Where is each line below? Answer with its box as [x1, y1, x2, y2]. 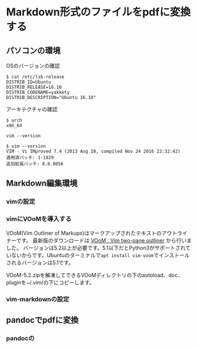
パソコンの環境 [6, 45, 61, 55]
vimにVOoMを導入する [6, 215, 72, 223]
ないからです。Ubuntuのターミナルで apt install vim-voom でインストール [11, 251, 190, 258]
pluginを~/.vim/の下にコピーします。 [6, 278, 95, 286]
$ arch [6, 117, 22, 123]
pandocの [6, 334, 35, 342]
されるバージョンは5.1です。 [6, 259, 74, 266]
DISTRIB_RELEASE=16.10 [6, 84, 62, 90]
